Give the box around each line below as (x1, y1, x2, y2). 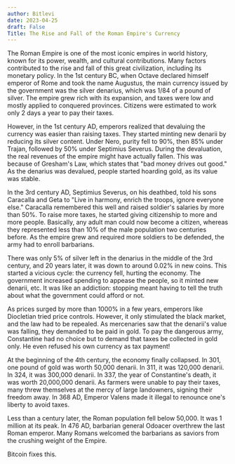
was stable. (7, 175, 41, 183)
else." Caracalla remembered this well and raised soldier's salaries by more (7, 203, 224, 211)
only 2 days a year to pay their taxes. (7, 109, 114, 117)
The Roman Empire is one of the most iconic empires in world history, (7, 49, 208, 58)
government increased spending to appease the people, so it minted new (7, 277, 219, 285)
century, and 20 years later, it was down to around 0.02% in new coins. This (7, 261, 227, 270)
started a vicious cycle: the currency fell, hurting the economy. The (7, 269, 201, 277)
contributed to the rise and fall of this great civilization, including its (7, 64, 202, 72)
